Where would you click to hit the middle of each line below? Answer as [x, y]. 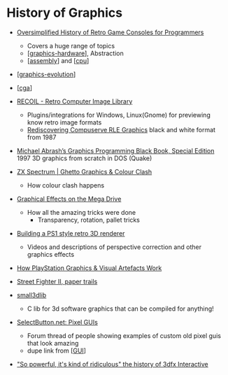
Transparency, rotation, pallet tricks [89, 220]
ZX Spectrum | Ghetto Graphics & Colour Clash [84, 171]
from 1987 [42, 137]
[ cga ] [24, 87]
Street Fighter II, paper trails [57, 281]
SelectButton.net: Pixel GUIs [57, 322]
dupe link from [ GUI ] [57, 351]
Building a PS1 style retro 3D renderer [71, 233]
